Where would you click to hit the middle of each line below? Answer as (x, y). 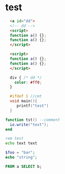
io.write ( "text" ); (29, 124)
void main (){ (24, 101)
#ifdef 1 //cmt (26, 96)
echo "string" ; (21, 158)
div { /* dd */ (26, 78)
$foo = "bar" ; (20, 153)
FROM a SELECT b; (24, 166)
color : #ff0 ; (28, 82)
